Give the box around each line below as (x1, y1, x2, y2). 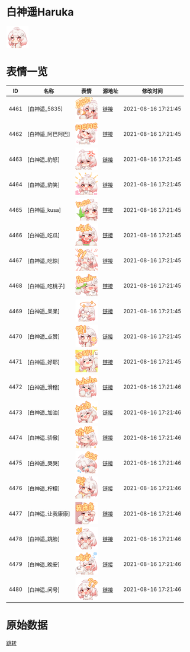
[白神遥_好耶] (27, 358, 60, 365)
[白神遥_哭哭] (27, 459, 60, 466)
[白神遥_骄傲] (27, 434, 60, 441)
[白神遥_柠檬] (27, 485, 60, 492)
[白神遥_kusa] (27, 206, 61, 214)
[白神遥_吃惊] (27, 257, 60, 264)
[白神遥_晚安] (27, 561, 60, 568)
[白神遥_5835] (27, 105, 63, 113)
